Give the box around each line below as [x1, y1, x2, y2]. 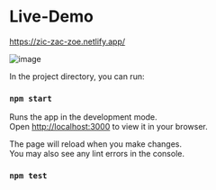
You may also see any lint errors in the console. [9, 149, 184, 159]
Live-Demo [9, 6, 94, 27]
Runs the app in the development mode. [9, 112, 157, 122]
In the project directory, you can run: [9, 70, 145, 82]
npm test [9, 171, 48, 181]
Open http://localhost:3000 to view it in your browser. [9, 122, 209, 132]
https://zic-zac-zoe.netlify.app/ [9, 36, 126, 47]
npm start [9, 93, 52, 104]
